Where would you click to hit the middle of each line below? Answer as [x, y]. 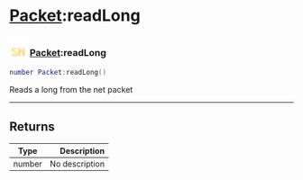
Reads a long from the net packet [71, 90]
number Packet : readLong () [58, 73]
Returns [32, 126]
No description [77, 164]
